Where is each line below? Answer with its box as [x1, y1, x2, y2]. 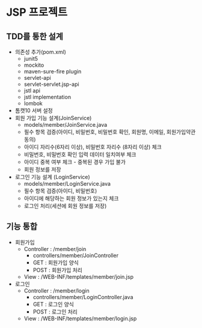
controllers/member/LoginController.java [32, 293, 133, 300]
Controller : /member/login [23, 287, 90, 294]
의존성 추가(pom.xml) [14, 49, 66, 55]
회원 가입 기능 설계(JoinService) [14, 115, 92, 121]
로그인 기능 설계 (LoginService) [14, 174, 90, 180]
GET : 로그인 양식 [32, 300, 74, 308]
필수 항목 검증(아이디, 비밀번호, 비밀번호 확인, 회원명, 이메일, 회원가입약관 [23, 129, 196, 135]
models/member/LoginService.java [23, 180, 111, 187]
